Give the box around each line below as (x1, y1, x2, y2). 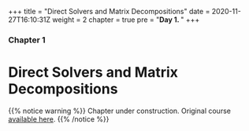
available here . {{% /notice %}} (8, 114, 110, 124)
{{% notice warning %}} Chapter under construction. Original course (8, 106, 231, 115)
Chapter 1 (8, 35, 46, 45)
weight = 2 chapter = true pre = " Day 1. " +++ (52, 15, 200, 24)
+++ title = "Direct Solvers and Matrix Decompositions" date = (8, 7, 210, 16)
